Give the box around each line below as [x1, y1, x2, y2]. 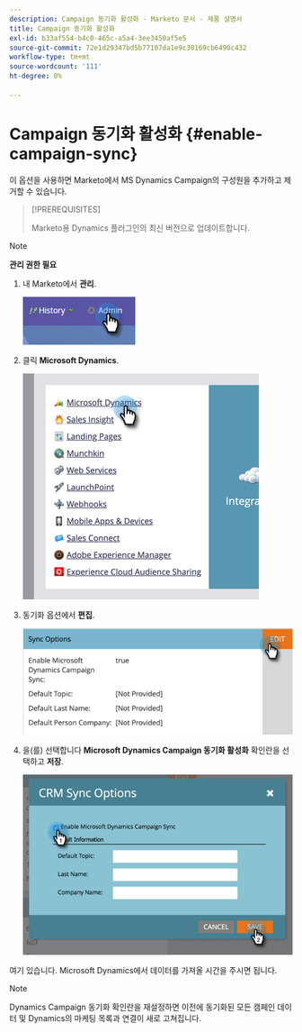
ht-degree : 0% [9, 72, 63, 81]
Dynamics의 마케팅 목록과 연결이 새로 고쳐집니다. [28, 1013, 202, 1024]
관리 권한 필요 [9, 259, 57, 269]
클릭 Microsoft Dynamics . [22, 354, 120, 365]
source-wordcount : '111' [9, 62, 102, 71]
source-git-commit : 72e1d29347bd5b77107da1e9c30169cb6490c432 [9, 43, 247, 52]
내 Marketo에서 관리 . [22, 278, 97, 288]
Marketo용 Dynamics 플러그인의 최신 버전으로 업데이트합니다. [31, 222, 250, 233]
